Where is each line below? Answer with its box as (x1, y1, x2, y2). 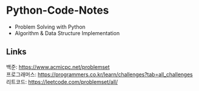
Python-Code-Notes (6, 4, 110, 17)
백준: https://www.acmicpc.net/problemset (6, 63, 110, 70)
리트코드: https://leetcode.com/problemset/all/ (6, 78, 118, 85)
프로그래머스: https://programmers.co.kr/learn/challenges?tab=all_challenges (6, 71, 193, 78)
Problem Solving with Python (14, 23, 86, 30)
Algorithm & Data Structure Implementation (14, 29, 120, 36)
